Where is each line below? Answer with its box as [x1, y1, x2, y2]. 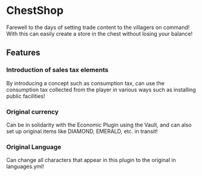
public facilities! [6, 92, 45, 100]
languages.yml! [6, 163, 44, 170]
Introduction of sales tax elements [6, 66, 109, 74]
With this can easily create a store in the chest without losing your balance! [6, 30, 193, 37]
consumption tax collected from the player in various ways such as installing [6, 86, 196, 93]
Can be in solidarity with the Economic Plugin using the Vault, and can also [6, 121, 192, 128]
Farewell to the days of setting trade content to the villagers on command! [6, 24, 190, 31]
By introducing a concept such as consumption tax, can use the [6, 79, 165, 86]
